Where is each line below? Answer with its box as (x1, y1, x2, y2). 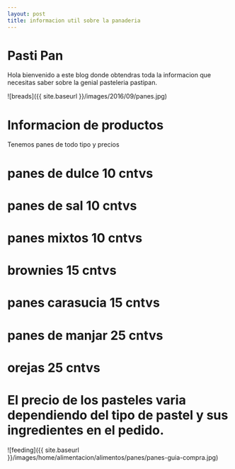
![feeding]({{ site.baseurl (7, 446, 79, 454)
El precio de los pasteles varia (7, 392, 186, 408)
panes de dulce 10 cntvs (7, 165, 154, 181)
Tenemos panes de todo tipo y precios (7, 140, 120, 149)
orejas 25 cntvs (7, 359, 101, 375)
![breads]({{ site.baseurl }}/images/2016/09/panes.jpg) (7, 92, 168, 101)
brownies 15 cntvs (7, 263, 117, 278)
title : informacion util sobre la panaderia (7, 17, 141, 24)
